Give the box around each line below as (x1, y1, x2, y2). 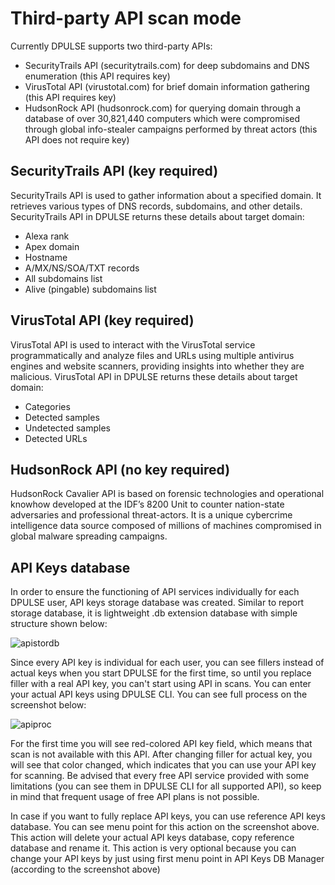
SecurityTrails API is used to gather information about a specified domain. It (10, 189, 322, 201)
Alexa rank (24, 230, 70, 242)
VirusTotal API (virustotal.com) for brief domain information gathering (24, 80, 310, 92)
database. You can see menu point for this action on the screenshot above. (10, 821, 320, 833)
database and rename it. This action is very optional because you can (10, 842, 297, 854)
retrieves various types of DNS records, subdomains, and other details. (10, 200, 303, 212)
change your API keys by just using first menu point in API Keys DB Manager (10, 853, 325, 865)
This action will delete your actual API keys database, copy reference (10, 832, 295, 844)
